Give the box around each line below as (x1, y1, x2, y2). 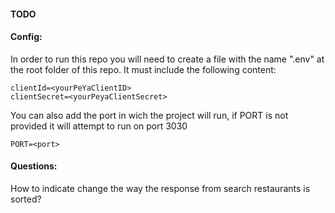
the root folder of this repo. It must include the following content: (10, 63, 277, 75)
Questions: (10, 160, 58, 172)
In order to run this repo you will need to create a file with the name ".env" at (10, 53, 325, 65)
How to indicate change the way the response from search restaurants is (10, 183, 311, 194)
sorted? (10, 193, 42, 205)
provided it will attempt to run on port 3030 (10, 120, 188, 132)
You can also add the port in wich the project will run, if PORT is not (10, 109, 289, 121)
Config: (10, 31, 43, 43)
